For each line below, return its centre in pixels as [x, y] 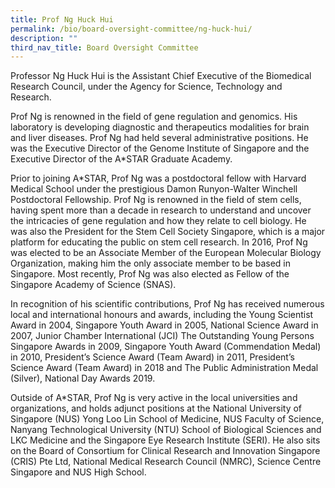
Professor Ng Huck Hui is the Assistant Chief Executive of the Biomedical [161, 76]
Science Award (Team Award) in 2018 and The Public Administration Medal [164, 368]
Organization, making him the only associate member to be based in [151, 263]
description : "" [44, 38]
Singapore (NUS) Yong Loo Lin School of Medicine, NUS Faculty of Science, [167, 419]
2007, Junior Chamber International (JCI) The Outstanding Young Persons [162, 336]
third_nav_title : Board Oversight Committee [104, 47]
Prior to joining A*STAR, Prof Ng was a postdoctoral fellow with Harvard [158, 178]
